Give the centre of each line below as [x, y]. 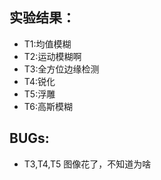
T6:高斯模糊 [48, 106]
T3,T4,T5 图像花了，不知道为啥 [87, 164]
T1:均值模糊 [47, 44]
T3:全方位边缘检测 [61, 69]
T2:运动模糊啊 [52, 56]
